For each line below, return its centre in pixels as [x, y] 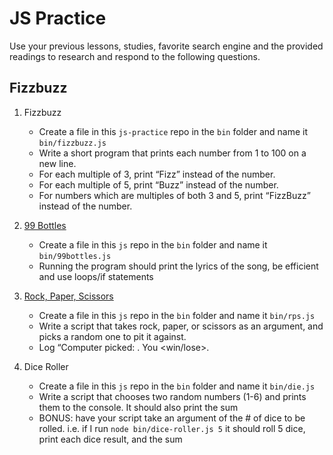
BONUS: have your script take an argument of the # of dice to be [172, 418]
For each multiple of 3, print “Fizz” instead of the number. [157, 174]
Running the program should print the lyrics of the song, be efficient [178, 266]
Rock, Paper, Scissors [68, 296]
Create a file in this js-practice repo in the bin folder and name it [173, 131]
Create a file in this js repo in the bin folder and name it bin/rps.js [177, 315]
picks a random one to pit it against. [112, 336]
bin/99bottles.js [75, 256]
